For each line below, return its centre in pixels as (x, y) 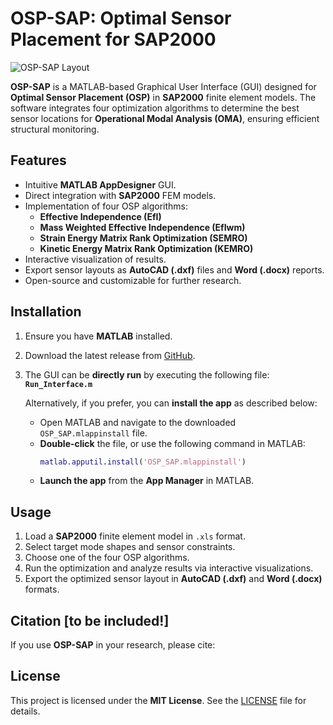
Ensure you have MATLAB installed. (98, 336)
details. (25, 711)
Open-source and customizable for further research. (133, 280)
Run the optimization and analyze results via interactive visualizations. (169, 568)
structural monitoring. (55, 129)
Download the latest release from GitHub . (110, 355)
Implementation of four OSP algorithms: (106, 206)
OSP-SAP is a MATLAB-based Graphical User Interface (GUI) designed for (163, 86)
